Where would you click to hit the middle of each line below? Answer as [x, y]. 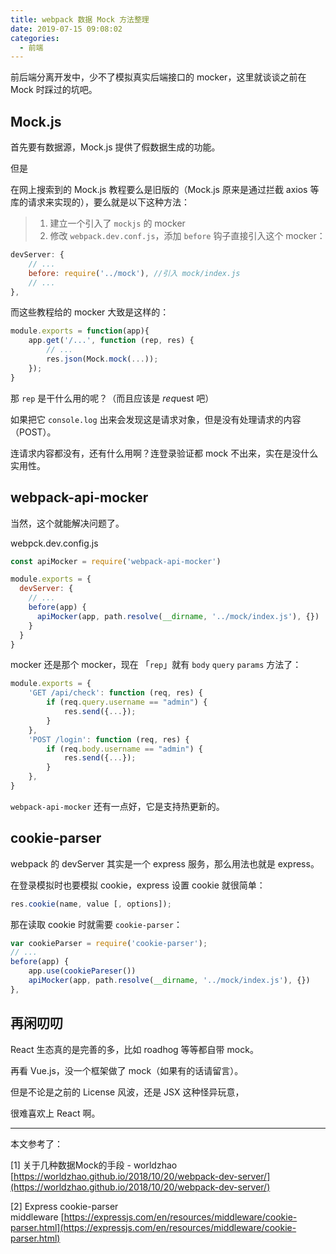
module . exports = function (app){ [80, 331]
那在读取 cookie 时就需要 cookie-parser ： [96, 924]
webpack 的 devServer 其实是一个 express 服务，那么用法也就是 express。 [165, 863]
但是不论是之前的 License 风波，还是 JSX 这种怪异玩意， [127, 1092]
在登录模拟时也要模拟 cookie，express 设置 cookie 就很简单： [138, 885]
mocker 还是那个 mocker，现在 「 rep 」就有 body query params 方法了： [156, 665]
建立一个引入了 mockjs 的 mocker [117, 223]
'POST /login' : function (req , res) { [109, 739]
